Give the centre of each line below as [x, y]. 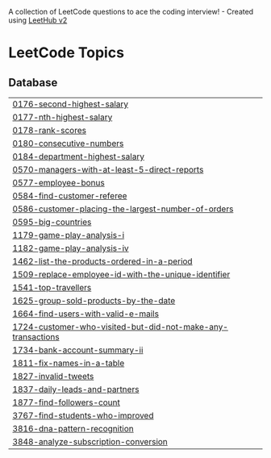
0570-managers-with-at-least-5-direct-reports [108, 170]
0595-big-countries [52, 222]
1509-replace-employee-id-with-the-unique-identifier [121, 275]
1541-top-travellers [52, 287]
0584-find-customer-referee [70, 196]
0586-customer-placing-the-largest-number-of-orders [123, 209]
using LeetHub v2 [38, 20]
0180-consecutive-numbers [68, 143]
